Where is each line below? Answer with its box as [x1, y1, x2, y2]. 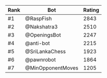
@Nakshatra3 [25, 23, 58, 30]
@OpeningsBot [25, 31, 62, 38]
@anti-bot [25, 40, 50, 47]
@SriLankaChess [25, 48, 66, 55]
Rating [83, 7, 99, 13]
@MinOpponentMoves [25, 64, 79, 71]
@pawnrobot [25, 56, 56, 63]
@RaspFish [25, 15, 52, 22]
